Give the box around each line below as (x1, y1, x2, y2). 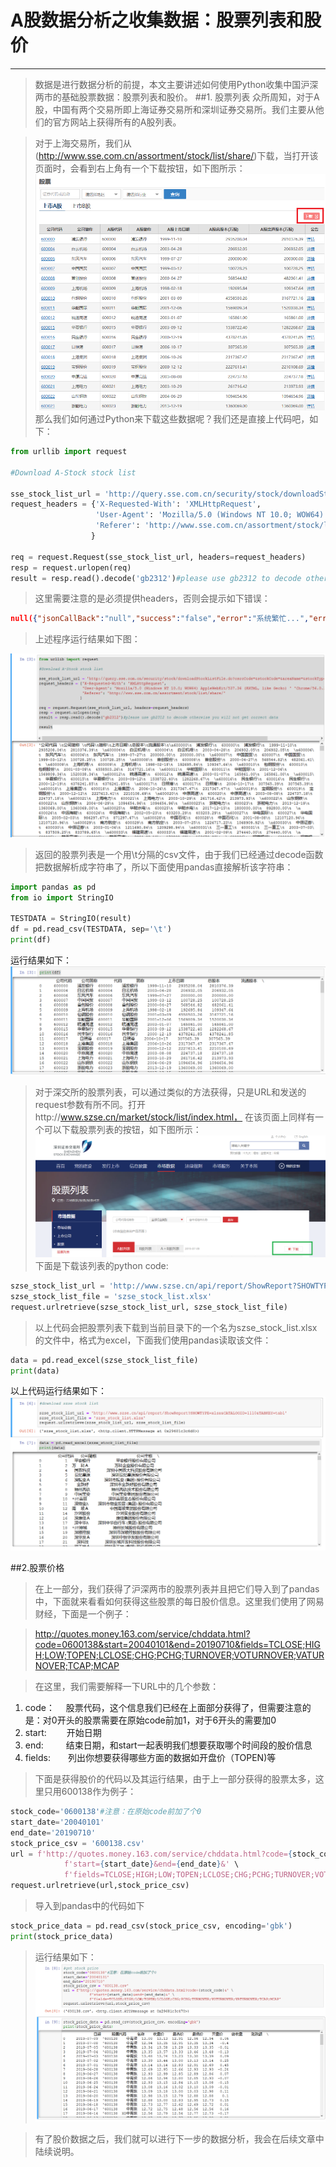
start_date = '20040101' (10, 1817, 105, 1827)
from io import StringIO (10, 892, 114, 903)
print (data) (10, 1366, 60, 1376)
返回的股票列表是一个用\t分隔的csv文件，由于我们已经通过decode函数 (34, 848, 324, 860)
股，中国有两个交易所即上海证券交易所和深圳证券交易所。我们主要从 (34, 103, 316, 115)
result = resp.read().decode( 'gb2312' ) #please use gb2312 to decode (10, 573, 302, 583)
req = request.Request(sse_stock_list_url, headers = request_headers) (10, 552, 307, 562)
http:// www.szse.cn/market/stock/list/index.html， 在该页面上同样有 (34, 1111, 316, 1123)
